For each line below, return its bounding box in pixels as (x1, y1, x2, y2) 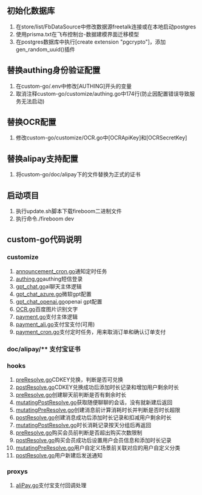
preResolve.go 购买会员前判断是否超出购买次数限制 (15, 429, 143, 436)
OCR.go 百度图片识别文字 (15, 305, 78, 313)
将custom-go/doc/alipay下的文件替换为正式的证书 (15, 171, 141, 178)
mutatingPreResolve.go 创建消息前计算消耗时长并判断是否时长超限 (15, 406, 181, 413)
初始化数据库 (7, 5, 55, 16)
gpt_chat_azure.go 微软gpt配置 (15, 290, 92, 297)
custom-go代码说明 (7, 234, 82, 245)
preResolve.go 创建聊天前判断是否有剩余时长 (15, 391, 127, 398)
